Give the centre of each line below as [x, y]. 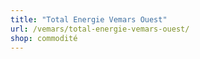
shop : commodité [44, 38]
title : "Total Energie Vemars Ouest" [89, 19]
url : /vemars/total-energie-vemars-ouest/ [100, 29]
